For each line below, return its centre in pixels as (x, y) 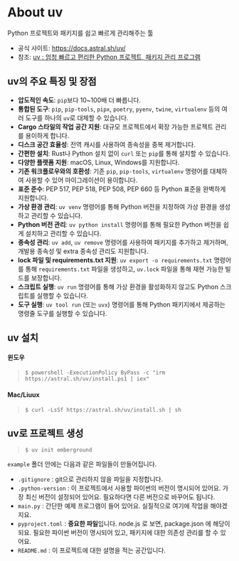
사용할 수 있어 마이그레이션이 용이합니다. (81, 180)
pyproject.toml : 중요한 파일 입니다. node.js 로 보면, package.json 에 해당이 (124, 524)
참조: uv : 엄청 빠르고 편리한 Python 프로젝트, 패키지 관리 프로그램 (109, 57)
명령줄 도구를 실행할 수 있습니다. (62, 313)
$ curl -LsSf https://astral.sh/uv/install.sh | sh (103, 410)
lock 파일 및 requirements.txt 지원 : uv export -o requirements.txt (115, 260)
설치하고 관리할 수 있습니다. (63, 233)
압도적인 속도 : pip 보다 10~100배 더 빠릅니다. (79, 100)
